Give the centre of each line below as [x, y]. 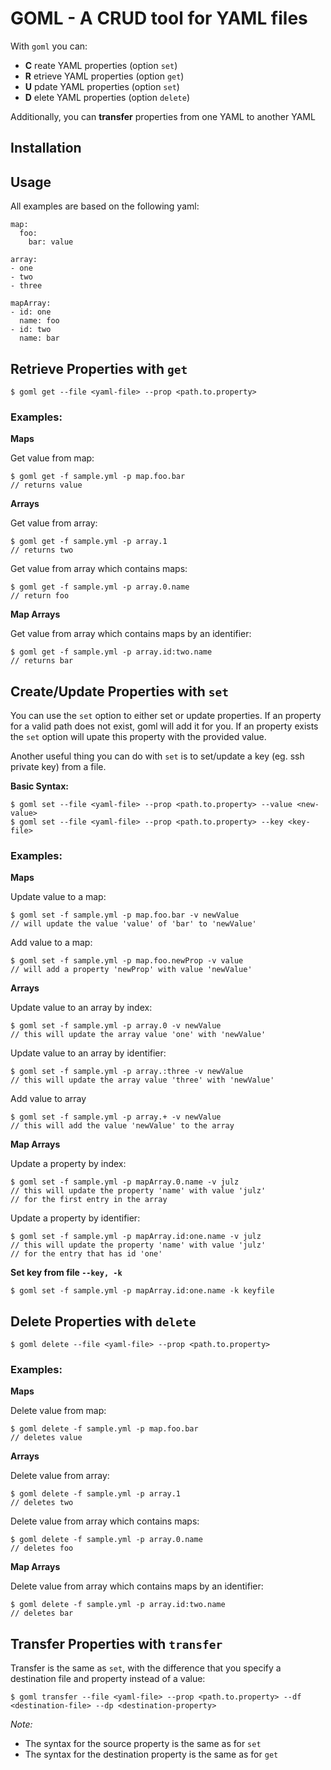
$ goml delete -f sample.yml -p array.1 [96, 1494]
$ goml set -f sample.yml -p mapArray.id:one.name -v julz [136, 1237]
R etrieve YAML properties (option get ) [104, 76]
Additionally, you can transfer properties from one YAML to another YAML [163, 116]
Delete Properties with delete [103, 1321]
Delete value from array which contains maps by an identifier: [137, 1586]
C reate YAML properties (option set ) [101, 65]
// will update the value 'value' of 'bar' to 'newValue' [133, 924]
